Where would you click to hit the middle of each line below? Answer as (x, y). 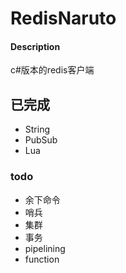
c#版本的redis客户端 (52, 70)
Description (35, 46)
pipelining (45, 248)
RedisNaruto (63, 18)
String (37, 129)
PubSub (41, 140)
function (42, 259)
